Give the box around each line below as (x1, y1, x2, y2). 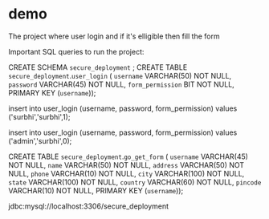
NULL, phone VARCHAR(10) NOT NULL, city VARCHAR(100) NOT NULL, (8, 168, 245, 178)
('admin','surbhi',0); (8, 136, 72, 145)
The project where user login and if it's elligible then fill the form (8, 31, 220, 41)
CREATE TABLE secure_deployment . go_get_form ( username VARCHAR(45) (8, 152, 249, 161)
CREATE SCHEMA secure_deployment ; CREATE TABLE (8, 62, 188, 72)
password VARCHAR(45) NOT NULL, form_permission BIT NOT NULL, (8, 79, 234, 89)
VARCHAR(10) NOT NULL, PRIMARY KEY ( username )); (8, 185, 184, 195)
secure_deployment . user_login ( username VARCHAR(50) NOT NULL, (8, 71, 232, 80)
